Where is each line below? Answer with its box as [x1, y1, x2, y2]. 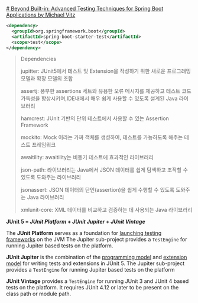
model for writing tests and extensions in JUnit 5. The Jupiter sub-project [6, 260, 185, 267]
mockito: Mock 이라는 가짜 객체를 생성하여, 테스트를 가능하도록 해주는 [20, 134, 183, 141]
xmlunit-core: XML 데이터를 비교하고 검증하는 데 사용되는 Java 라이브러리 [20, 207, 193, 214]
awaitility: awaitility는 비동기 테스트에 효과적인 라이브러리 [20, 154, 154, 161]
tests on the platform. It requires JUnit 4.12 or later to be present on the [6, 284, 179, 291]
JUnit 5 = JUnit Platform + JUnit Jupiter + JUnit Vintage [6, 218, 146, 225]
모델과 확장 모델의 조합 [20, 75, 73, 82]
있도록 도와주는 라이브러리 [20, 174, 82, 181]
